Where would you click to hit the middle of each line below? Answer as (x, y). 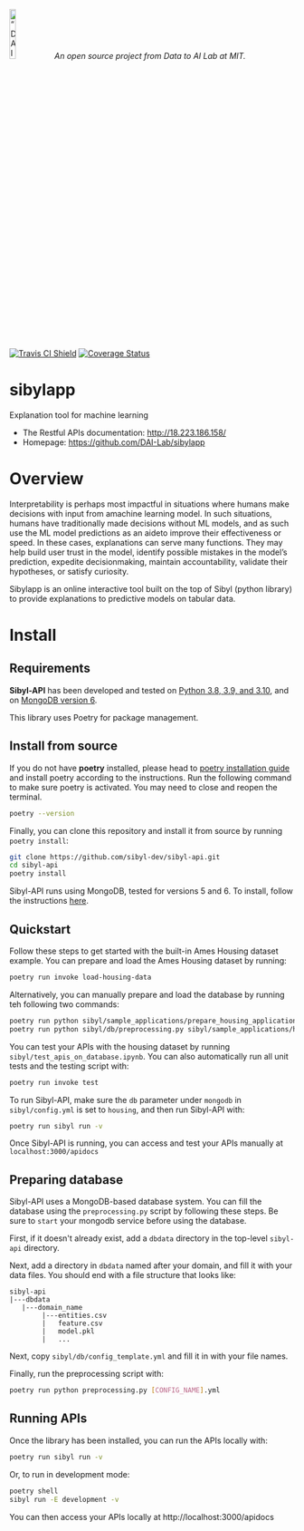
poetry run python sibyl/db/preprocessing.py (96, 1029)
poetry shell (34, 1491)
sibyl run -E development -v (64, 1499)
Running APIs (48, 1419)
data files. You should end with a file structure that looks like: (123, 1275)
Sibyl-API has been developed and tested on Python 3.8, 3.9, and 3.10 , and (149, 690)
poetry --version (42, 813)
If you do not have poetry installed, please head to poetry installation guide (150, 768)
